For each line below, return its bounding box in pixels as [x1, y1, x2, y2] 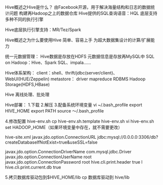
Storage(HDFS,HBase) [5, 82, 50, 87]
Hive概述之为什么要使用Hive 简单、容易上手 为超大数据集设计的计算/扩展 [5, 37, 151, 43]
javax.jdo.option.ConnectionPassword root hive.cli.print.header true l [5, 159, 143, 165]
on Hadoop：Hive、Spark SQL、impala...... [5, 60, 91, 65]
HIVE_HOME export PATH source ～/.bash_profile [5, 108, 104, 113]
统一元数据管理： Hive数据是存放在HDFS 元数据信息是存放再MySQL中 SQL [5, 54, 155, 59]
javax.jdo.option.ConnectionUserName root [5, 154, 92, 160]
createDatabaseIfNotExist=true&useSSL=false [5, 139, 98, 145]
